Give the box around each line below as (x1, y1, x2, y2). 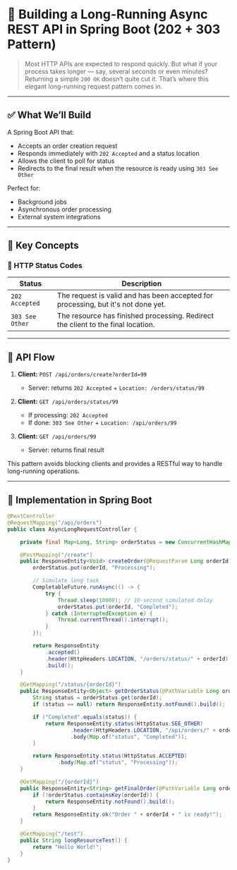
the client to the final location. (56, 320, 155, 330)
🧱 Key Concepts (7, 240, 79, 252)
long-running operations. (7, 467, 80, 475)
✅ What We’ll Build (7, 109, 92, 121)
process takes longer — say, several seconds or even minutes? (24, 67, 208, 75)
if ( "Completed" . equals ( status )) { (32, 713, 138, 721)
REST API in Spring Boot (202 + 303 (7, 21, 221, 37)
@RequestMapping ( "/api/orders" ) (7, 519, 102, 526)
